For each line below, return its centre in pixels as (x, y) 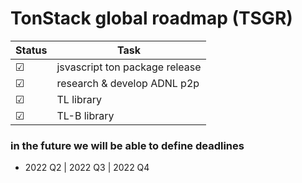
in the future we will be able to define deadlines (127, 145)
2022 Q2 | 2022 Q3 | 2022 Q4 (87, 168)
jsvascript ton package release (129, 67)
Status (31, 50)
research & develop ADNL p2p (128, 83)
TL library (79, 99)
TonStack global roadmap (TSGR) (151, 18)
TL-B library (85, 115)
